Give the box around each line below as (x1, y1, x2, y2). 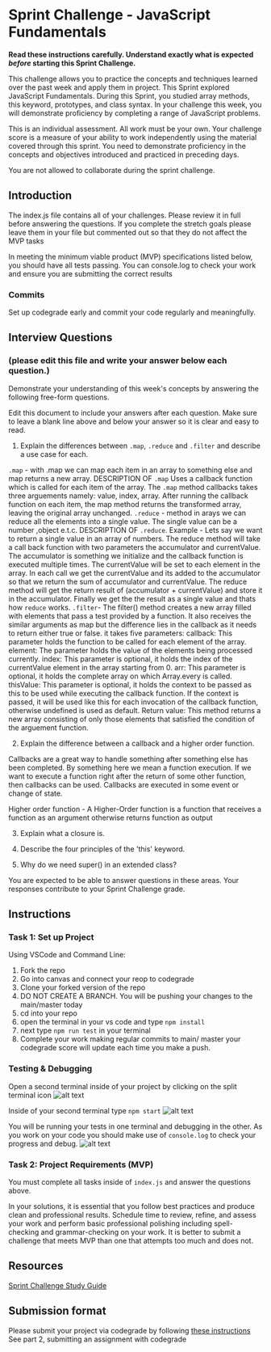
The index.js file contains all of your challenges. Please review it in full (8, 210, 241, 220)
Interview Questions (8, 331, 113, 344)
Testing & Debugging (8, 1063, 93, 1075)
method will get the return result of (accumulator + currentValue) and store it (8, 585, 263, 595)
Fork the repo (19, 965, 66, 975)
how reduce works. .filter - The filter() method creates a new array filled (8, 602, 252, 612)
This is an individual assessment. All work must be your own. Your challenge (8, 124, 262, 133)
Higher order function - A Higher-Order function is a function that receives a (8, 804, 262, 813)
